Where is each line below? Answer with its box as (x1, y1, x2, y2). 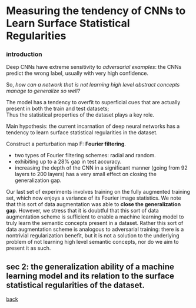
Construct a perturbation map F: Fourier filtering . (6, 140, 127, 148)
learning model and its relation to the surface (6, 271, 175, 281)
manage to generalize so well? (6, 87, 81, 95)
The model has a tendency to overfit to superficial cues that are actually (6, 99, 181, 106)
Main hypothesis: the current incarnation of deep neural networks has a (6, 122, 180, 130)
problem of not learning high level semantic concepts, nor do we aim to (6, 239, 179, 246)
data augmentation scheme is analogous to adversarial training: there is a (6, 226, 184, 233)
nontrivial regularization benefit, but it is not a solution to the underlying (6, 232, 180, 239)
